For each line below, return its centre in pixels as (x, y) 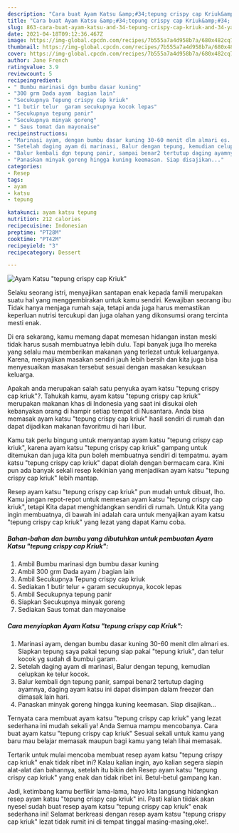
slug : (15, 27)
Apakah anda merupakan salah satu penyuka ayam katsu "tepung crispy (113, 389)
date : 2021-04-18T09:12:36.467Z (55, 34)
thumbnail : (23, 47)
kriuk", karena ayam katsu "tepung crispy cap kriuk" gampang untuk (107, 448)
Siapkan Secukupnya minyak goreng (71, 602)
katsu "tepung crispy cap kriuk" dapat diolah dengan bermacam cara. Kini (116, 463)
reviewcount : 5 (30, 73)
